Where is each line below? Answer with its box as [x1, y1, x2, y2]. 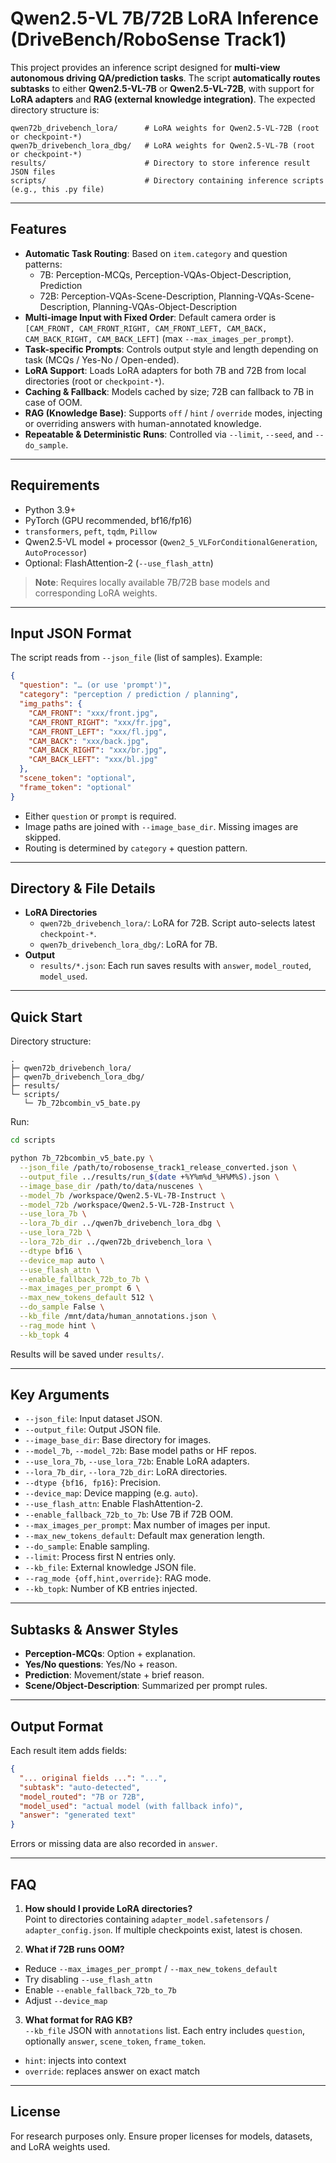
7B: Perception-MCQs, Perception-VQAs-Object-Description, [39, 268, 292, 281]
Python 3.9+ [24, 503, 77, 516]
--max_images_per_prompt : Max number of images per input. [24, 1519, 271, 1531]
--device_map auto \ [19, 1255, 105, 1266]
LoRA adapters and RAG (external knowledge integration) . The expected [10, 93, 316, 105]
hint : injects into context [24, 2055, 127, 2066]
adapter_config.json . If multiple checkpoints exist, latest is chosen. [24, 1924, 303, 1936]
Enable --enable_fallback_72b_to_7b [24, 1984, 177, 1996]
